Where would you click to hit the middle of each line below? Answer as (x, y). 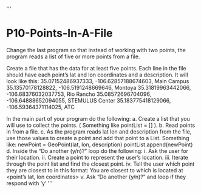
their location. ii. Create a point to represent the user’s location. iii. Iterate (97, 157)
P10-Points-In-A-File (60, 33)
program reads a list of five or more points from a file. (73, 56)
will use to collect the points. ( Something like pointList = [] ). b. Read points (101, 125)
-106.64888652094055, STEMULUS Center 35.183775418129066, (89, 100)
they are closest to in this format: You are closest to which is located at (95, 170)
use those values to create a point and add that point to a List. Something (98, 138)
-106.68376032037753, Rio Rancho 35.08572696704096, (79, 94)
